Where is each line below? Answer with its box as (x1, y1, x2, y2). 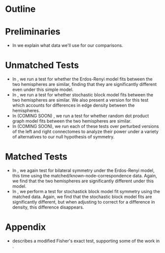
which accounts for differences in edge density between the (12, 102, 135, 108)
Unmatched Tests (5, 60, 79, 71)
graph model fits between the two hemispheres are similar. (12, 118, 132, 124)
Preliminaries (5, 26, 61, 38)
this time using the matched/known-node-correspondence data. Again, (12, 173, 157, 178)
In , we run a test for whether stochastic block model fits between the (12, 92, 154, 98)
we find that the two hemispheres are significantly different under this (12, 178, 154, 184)
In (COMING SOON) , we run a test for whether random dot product (12, 113, 149, 119)
